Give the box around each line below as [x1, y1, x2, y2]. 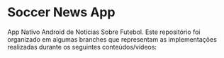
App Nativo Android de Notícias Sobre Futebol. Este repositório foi [7, 28, 201, 36]
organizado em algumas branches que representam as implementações [7, 35, 218, 43]
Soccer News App [7, 4, 116, 21]
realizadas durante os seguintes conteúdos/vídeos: [7, 42, 157, 51]
